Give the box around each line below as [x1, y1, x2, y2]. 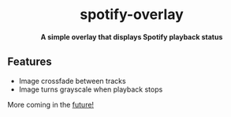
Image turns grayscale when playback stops [18, 85, 163, 94]
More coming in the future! [7, 100, 95, 109]
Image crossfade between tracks [18, 76, 127, 85]
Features [7, 55, 52, 69]
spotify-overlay [79, 6, 184, 24]
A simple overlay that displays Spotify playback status [40, 32, 223, 41]
